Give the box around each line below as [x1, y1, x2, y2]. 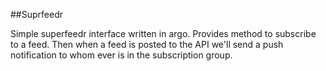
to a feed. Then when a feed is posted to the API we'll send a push [10, 39, 284, 50]
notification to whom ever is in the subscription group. [10, 49, 233, 61]
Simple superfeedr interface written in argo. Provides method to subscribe [10, 28, 317, 39]
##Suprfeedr [10, 9, 63, 20]
